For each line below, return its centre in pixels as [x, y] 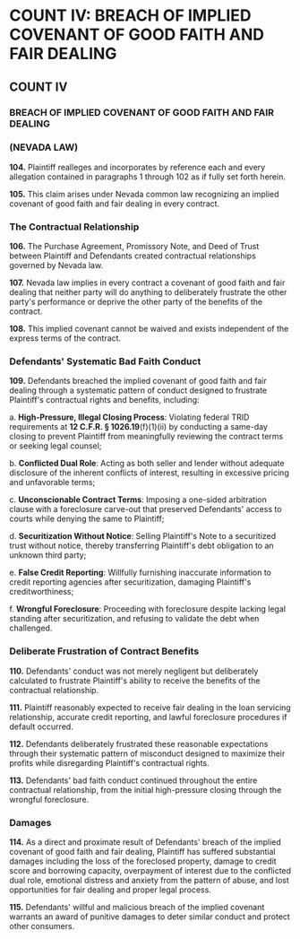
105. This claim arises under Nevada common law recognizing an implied [144, 194]
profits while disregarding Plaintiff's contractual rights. [109, 762]
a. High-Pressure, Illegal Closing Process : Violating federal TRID [129, 417]
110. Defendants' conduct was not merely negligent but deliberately [134, 671]
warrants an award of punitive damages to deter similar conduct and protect [150, 917]
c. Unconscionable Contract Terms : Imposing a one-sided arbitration [138, 500]
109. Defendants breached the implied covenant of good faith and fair [138, 381]
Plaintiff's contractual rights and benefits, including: [104, 400]
